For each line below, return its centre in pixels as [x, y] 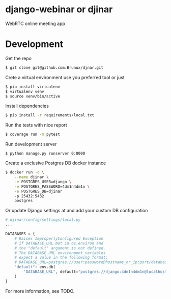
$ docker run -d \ [25, 172]
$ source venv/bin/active [33, 96]
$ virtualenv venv [25, 91]
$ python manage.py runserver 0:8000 [45, 154]
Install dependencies [27, 106]
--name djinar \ [32, 177]
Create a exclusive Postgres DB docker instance [56, 163]
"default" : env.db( [35, 267]
